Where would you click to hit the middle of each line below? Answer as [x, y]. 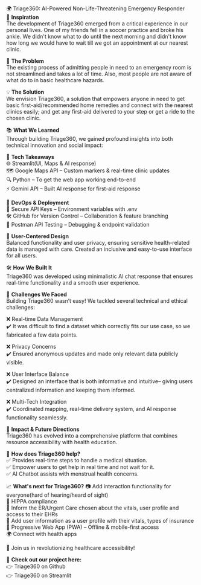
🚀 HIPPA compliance [32, 501]
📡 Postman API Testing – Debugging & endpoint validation [78, 225]
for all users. [22, 255]
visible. [15, 362]
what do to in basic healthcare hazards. [55, 80]
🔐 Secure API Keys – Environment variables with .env [72, 209]
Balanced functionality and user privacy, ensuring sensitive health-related [98, 243]
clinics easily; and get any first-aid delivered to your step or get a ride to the [101, 112]
